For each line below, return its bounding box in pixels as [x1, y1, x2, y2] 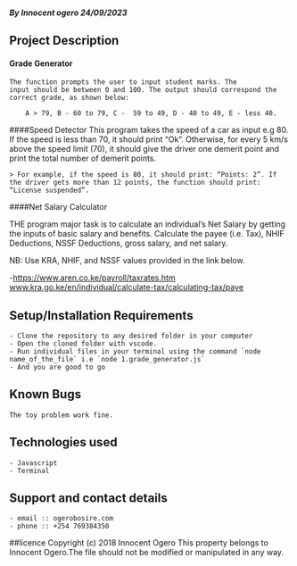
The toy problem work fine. [9, 411, 114, 420]
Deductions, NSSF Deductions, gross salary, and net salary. [9, 237, 228, 249]
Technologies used [9, 435, 118, 450]
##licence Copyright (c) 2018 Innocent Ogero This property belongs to [9, 537, 269, 548]
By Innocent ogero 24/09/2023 [9, 7, 128, 18]
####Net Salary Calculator [9, 202, 108, 212]
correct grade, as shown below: [9, 94, 129, 103]
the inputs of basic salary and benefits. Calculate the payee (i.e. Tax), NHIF [9, 229, 285, 239]
